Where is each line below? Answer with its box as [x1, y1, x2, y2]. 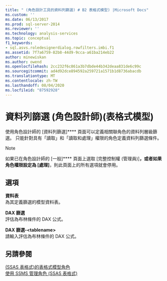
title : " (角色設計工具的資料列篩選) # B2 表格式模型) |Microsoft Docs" [5, 7, 149, 13]
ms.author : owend [5, 59, 42, 64]
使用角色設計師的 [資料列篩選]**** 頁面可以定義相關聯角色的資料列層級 [5, 129, 153, 135]
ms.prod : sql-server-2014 [5, 21, 60, 27]
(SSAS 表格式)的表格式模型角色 [5, 264, 70, 270]
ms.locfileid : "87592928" [5, 87, 60, 93]
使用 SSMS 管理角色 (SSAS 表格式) [5, 270, 78, 276]
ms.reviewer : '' [5, 26, 39, 31]
